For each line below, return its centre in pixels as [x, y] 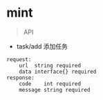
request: [19, 59]
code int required [50, 84]
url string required [50, 65]
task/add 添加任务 [42, 46]
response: [21, 78]
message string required [55, 90]
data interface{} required [58, 72]
